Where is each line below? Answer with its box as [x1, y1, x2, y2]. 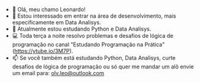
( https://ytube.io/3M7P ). [12, 48, 73, 54]
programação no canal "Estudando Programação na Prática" [12, 41, 165, 48]
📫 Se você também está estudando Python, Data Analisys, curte [12, 54, 176, 61]
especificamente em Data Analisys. [12, 19, 102, 26]
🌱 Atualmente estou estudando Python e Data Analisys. [12, 25, 152, 32]
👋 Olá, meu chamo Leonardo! [12, 6, 86, 13]
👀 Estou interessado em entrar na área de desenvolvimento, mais [12, 12, 176, 20]
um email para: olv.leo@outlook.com [12, 70, 105, 76]
